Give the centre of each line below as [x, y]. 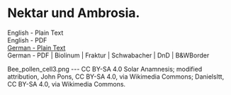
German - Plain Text [36, 47]
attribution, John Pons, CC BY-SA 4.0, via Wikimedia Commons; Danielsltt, [116, 77]
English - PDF [27, 40]
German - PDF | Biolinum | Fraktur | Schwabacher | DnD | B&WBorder [108, 55]
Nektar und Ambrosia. [74, 13]
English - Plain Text [35, 33]
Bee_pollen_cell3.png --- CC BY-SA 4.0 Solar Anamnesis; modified [105, 69]
